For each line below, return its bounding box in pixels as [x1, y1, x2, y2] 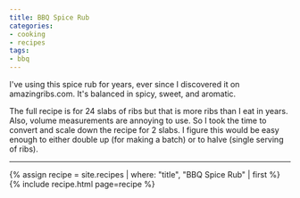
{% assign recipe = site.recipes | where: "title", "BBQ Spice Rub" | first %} [9, 169, 281, 179]
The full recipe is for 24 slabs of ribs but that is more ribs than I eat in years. [9, 106, 288, 116]
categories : [9, 21, 54, 30]
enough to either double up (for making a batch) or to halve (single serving [9, 135, 284, 144]
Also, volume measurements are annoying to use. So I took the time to [9, 115, 267, 126]
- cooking [9, 29, 46, 38]
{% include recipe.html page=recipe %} [9, 179, 156, 189]
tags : [9, 46, 29, 55]
